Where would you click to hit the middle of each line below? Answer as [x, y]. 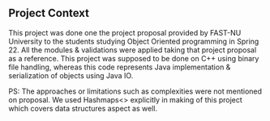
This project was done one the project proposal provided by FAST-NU [125, 32]
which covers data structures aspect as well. [83, 108]
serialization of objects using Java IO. [71, 75]
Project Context [49, 13]
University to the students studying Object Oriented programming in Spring [134, 41]
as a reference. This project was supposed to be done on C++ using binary [134, 58]
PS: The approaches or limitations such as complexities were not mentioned [135, 91]
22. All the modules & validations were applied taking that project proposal [133, 50]
